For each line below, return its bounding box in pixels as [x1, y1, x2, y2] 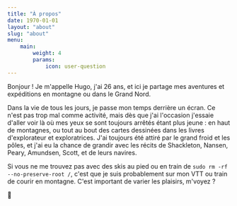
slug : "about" [7, 30, 50, 37]
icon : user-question [45, 63, 106, 70]
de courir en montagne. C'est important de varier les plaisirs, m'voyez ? [7, 177, 216, 186]
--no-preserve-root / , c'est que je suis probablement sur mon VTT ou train [7, 169, 228, 178]
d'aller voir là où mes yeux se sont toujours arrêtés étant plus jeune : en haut [7, 118, 231, 127]
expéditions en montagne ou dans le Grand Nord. [7, 90, 151, 98]
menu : [7, 37, 23, 44]
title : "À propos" [7, 10, 62, 18]
